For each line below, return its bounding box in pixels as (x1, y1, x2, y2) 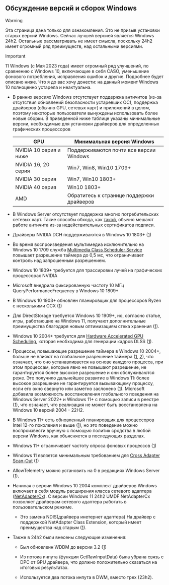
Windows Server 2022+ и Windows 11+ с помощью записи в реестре (12, 396, 159, 402)
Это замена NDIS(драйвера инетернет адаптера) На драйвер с (20, 513, 156, 519)
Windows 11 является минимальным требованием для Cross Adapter (12, 452, 160, 458)
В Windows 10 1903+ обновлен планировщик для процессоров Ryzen (12, 297, 161, 303)
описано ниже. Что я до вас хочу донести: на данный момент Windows (5, 79, 158, 85)
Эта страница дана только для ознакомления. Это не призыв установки (5, 27, 160, 33)
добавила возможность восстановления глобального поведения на (12, 391, 159, 397)
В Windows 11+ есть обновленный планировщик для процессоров (12, 417, 154, 423)
